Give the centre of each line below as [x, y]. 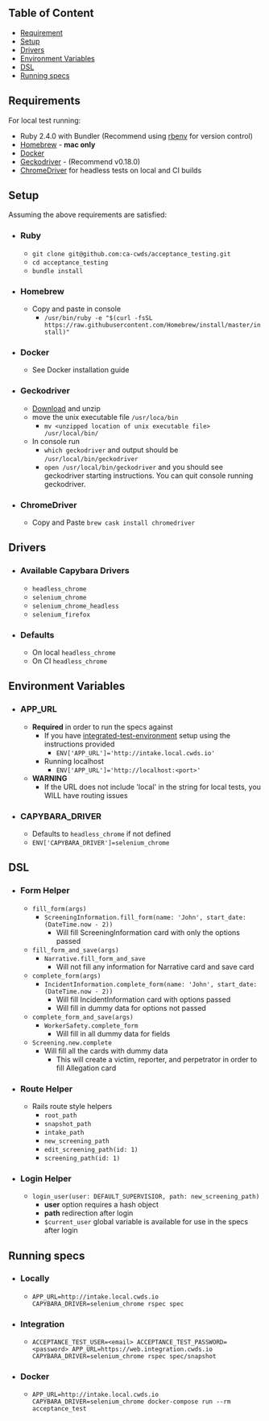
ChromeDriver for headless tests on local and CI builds [111, 170]
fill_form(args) [59, 909]
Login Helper [46, 1178]
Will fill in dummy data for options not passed [131, 1008]
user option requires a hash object [101, 1205]
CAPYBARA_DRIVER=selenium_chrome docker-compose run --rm [131, 1402]
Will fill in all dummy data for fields [113, 1033]
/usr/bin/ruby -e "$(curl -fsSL [98, 318]
